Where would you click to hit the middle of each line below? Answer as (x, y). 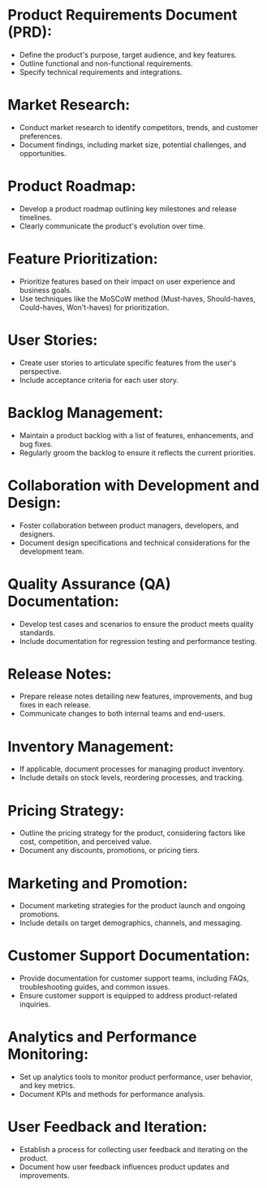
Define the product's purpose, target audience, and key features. (128, 54)
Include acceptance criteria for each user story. (99, 380)
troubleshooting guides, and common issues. (95, 987)
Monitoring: (48, 1054)
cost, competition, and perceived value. (85, 842)
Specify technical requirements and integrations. (101, 72)
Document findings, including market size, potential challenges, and (133, 145)
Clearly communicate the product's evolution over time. (112, 226)
